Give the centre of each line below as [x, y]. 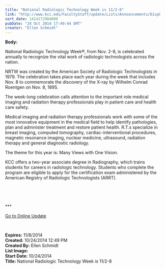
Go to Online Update [26, 216]
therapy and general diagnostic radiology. [47, 143]
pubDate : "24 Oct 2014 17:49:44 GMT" [44, 23]
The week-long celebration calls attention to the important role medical [77, 97]
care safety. [17, 107]
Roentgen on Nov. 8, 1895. [32, 87]
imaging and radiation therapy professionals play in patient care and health [81, 102]
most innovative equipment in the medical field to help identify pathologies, [81, 122]
